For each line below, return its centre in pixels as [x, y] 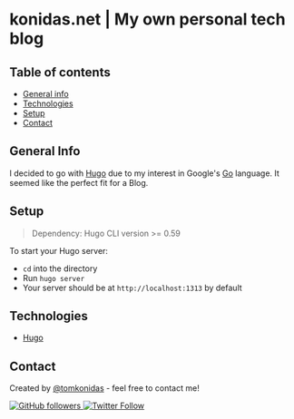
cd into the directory [60, 268]
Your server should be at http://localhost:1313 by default [132, 287]
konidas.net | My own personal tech [147, 19]
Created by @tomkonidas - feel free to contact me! [104, 388]
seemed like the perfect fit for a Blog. [79, 182]
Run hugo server [54, 278]
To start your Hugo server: [59, 250]
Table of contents [60, 72]
